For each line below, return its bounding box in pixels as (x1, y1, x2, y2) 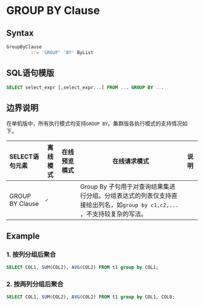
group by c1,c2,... (122, 202, 179, 209)
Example (6, 231, 40, 241)
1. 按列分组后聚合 (6, 250, 56, 259)
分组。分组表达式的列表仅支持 (86, 192, 172, 200)
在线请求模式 (112, 157, 149, 166)
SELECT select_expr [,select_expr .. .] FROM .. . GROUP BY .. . (6, 84, 165, 90)
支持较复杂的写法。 (92, 210, 148, 219)
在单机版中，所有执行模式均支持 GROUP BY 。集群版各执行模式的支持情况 (6, 120, 183, 127)
